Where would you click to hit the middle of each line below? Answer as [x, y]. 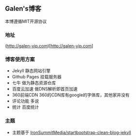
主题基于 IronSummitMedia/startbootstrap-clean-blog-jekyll [72, 132]
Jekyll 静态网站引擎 [31, 71]
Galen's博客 [23, 9]
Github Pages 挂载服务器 [37, 77]
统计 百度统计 [25, 107]
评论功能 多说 [25, 101]
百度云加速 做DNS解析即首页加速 [45, 89]
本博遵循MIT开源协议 [26, 21]
